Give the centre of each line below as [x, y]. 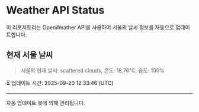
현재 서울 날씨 [30, 55]
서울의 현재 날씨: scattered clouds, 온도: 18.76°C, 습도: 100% [92, 70]
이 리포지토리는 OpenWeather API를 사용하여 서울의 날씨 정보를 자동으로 [90, 27]
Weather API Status [55, 10]
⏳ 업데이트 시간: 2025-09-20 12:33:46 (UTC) [60, 83]
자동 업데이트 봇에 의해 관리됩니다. [46, 103]
